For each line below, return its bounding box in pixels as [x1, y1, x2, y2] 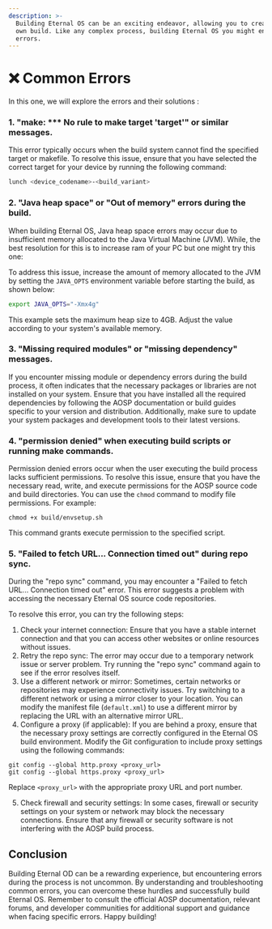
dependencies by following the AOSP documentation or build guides [8, 397, 236, 407]
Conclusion [8, 847, 68, 861]
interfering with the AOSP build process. [19, 824, 155, 834]
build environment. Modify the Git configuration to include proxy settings [19, 737, 263, 747]
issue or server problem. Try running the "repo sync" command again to [19, 660, 261, 669]
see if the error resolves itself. [19, 668, 120, 678]
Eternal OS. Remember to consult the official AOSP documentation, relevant [8, 895, 261, 905]
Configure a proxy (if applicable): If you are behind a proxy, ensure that [19, 719, 257, 729]
